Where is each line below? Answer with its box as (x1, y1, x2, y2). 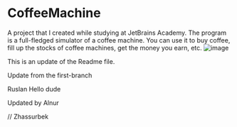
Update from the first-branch (7, 71, 93, 79)
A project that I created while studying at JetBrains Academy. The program (7, 28, 226, 37)
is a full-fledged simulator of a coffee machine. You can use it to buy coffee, (7, 35, 231, 44)
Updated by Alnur (7, 98, 59, 107)
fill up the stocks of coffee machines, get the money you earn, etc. (7, 43, 203, 52)
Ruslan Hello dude (7, 84, 61, 93)
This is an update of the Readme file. (7, 57, 115, 65)
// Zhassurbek (7, 112, 48, 121)
